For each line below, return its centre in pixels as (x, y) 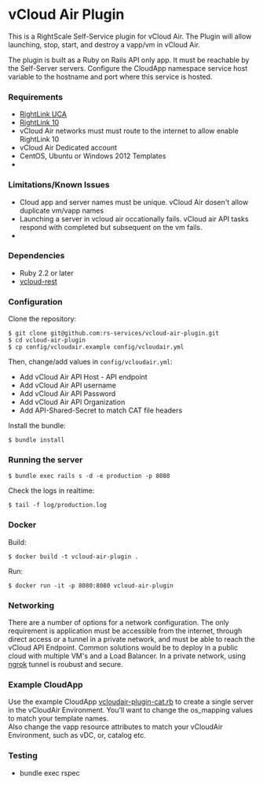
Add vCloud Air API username (68, 385)
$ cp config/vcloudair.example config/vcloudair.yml (96, 347)
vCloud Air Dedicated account (68, 148)
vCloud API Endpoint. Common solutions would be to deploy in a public (123, 648)
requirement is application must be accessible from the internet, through (125, 631)
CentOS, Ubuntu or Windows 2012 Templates (93, 156)
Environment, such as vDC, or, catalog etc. (77, 735)
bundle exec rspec (49, 772)
